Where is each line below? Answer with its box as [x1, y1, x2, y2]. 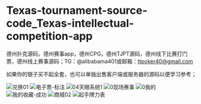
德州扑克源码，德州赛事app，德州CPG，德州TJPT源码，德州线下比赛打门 [6, 50, 188, 57]
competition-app [6, 30, 93, 43]
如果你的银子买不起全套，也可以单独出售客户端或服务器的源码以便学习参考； [6, 70, 197, 77]
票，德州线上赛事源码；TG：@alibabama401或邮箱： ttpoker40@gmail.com [6, 57, 193, 65]
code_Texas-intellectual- [6, 16, 135, 30]
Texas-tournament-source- [6, 4, 148, 18]
